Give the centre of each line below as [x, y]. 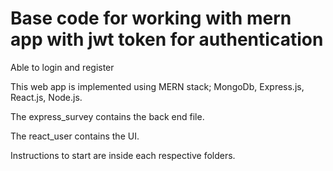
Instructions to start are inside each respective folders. [123, 155]
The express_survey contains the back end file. [107, 116]
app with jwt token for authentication [167, 39]
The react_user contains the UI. [75, 136]
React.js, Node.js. [46, 97]
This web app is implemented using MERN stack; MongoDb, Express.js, [157, 86]
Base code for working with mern [151, 18]
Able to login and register [62, 67]
